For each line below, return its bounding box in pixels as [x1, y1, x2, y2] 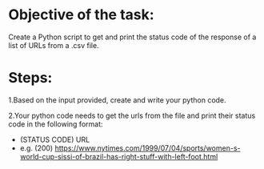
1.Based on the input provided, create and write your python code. [8, 95, 226, 105]
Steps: [8, 69, 53, 87]
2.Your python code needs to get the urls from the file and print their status [8, 111, 256, 120]
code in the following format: [8, 119, 103, 129]
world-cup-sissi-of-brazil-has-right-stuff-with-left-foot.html [19, 151, 218, 161]
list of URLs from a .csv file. [8, 40, 99, 50]
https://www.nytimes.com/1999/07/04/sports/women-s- [54, 143, 241, 153]
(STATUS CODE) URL [19, 135, 90, 144]
